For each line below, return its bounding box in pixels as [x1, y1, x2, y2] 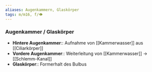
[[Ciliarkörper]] [12, 45, 43, 51]
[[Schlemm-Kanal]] [12, 55, 52, 61]
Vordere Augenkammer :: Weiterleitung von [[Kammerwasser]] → [12, 50, 147, 56]
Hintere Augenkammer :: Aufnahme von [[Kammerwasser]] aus [12, 39, 143, 45]
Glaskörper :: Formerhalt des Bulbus [12, 61, 87, 67]
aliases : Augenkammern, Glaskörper [5, 7, 79, 12]
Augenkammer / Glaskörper [5, 28, 74, 35]
